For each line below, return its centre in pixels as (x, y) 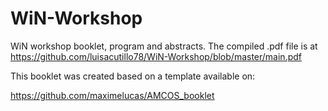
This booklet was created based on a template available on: (133, 76)
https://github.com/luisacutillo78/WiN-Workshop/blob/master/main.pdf (156, 56)
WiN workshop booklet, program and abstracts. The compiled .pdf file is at (164, 46)
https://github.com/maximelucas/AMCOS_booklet (112, 95)
